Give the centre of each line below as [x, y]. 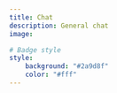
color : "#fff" [51, 75]
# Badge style [35, 50]
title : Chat [31, 17]
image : [21, 34]
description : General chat [59, 26]
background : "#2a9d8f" [67, 66]
